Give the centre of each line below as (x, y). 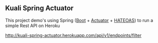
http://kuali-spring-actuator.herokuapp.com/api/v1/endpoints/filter (73, 35)
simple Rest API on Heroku (32, 25)
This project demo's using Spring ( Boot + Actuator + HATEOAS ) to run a (79, 20)
